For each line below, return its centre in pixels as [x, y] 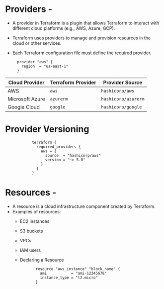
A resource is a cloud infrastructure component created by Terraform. [84, 206]
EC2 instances [35, 221]
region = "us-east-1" [45, 66]
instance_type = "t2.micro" [69, 278]
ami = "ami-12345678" [73, 273]
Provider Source [123, 82]
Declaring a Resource [42, 260]
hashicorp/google [122, 107]
